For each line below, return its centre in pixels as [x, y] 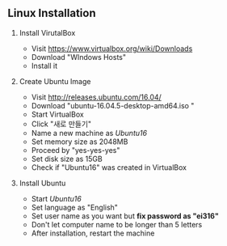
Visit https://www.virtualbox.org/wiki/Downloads [112, 49]
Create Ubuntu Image [55, 81]
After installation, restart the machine [93, 233]
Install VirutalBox [47, 32]
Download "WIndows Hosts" [79, 57]
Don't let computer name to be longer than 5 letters [117, 224]
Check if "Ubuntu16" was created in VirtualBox [109, 167]
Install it [44, 66]
